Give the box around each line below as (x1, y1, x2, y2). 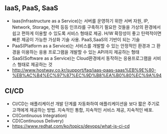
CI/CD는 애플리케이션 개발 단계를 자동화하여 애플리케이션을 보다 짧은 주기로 (12, 101, 160, 107)
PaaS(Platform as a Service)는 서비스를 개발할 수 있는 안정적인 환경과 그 (12, 42, 156, 49)
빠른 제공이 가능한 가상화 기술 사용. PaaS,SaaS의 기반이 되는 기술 (12, 36, 140, 42)
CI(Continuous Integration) (12, 112, 67, 119)
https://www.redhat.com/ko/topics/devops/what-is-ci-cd (12, 123, 130, 129)
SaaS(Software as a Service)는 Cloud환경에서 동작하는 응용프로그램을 (12, 55, 152, 61)
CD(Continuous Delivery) (12, 118, 64, 124)
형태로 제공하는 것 (17, 61, 53, 67)
